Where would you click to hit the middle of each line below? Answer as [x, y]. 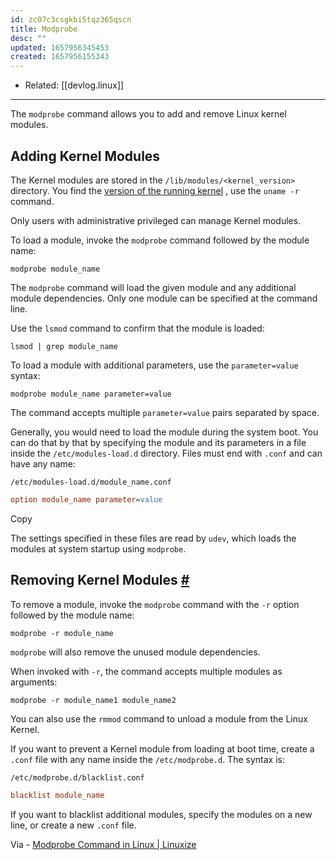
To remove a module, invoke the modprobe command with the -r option [155, 604]
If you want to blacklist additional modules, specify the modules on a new [161, 814]
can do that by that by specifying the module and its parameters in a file [158, 442]
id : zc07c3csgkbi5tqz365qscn [71, 19]
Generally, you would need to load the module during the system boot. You [164, 432]
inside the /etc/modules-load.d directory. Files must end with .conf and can [166, 453]
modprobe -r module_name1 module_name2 [93, 700]
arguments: [34, 682]
